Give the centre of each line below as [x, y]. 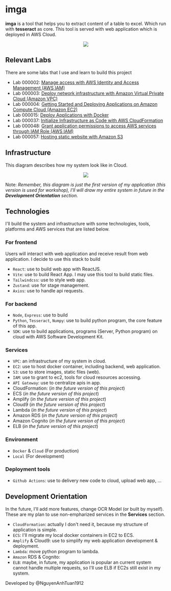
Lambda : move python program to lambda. [56, 551]
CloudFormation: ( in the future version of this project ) [69, 388]
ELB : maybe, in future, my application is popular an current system [82, 562]
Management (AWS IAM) [39, 87]
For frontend [21, 242]
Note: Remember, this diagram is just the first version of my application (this [86, 185]
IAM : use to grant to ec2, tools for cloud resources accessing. [77, 377]
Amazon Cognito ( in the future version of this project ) [69, 421]
